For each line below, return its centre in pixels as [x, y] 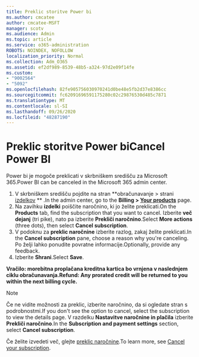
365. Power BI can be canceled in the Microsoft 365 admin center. [87, 182]
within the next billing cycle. [42, 282]
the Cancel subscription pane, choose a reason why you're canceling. [102, 238]
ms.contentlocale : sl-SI [37, 106]
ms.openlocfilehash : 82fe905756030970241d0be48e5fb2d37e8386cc [86, 90]
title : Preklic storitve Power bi [49, 12]
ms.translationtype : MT [36, 100]
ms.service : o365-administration [48, 45]
